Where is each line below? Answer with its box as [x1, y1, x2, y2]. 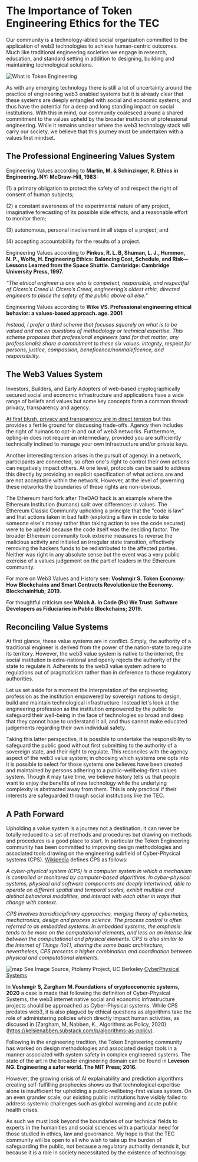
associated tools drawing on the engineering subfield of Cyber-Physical [6, 850, 181, 857]
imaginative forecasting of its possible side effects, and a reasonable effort [6, 208, 188, 216]
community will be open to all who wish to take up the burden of [6, 1137, 162, 1144]
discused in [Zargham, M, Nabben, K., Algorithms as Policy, [6, 1021, 150, 1028]
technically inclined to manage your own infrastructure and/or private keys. [6, 440, 189, 447]
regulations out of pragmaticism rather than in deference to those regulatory [6, 669, 192, 676]
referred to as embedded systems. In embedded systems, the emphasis [6, 923, 181, 930]
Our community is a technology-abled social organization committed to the [6, 36, 188, 43]
